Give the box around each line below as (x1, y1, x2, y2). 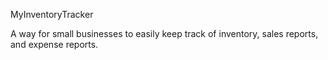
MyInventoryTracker (10, 9, 94, 20)
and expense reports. (10, 39, 99, 50)
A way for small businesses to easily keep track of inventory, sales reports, (10, 28, 319, 39)
